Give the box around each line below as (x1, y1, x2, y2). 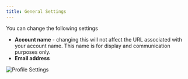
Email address (14, 54, 50, 61)
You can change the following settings (6, 25, 98, 32)
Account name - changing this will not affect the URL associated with (14, 36, 182, 43)
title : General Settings (6, 8, 67, 15)
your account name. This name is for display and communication (14, 42, 170, 49)
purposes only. (14, 48, 51, 56)
